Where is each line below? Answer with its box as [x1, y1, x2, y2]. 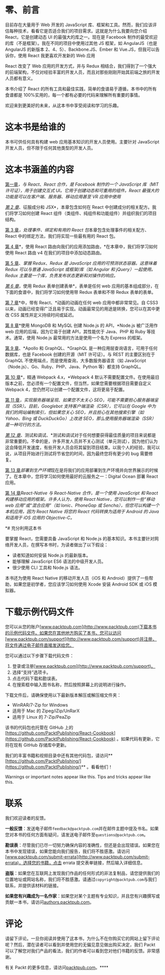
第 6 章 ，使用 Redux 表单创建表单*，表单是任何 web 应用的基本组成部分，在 [5, 283, 159, 289]
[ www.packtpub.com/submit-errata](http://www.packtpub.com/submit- [5, 854, 150, 860]
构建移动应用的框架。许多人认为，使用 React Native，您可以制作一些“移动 [5, 496, 155, 502]
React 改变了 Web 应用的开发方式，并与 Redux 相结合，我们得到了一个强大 [5, 63, 157, 69]
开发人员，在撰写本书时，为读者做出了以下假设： [9, 542, 109, 548]
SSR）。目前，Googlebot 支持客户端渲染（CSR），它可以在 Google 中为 [13, 403, 156, 409]
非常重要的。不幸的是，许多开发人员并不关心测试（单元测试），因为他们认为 [5, 438, 158, 444]
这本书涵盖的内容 [5, 164, 75, 175]
